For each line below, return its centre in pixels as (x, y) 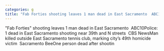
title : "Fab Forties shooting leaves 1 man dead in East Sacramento (76, 14)
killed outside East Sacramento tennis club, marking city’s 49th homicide (78, 38)
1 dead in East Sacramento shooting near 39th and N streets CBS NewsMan (82, 33)
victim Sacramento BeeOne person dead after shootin (60, 43)
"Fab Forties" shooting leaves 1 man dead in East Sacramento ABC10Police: (82, 28)
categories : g (20, 9)
